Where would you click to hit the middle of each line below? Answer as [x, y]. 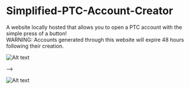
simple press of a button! [36, 33]
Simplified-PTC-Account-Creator [90, 11]
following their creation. [35, 46]
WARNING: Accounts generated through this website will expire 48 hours [95, 39]
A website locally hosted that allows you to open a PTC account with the [94, 27]
